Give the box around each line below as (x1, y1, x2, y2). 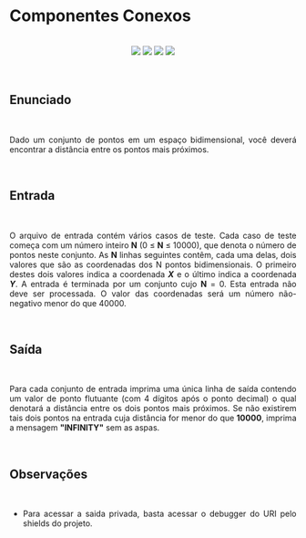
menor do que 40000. (44, 297, 127, 308)
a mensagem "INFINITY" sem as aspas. (9, 422, 160, 433)
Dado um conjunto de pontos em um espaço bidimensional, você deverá (9, 134, 297, 145)
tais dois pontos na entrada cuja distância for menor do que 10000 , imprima (9, 412, 297, 424)
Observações (9, 466, 88, 481)
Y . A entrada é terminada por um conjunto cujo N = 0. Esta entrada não (9, 278, 297, 289)
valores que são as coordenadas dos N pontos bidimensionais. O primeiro (9, 259, 297, 270)
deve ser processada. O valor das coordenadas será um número (9, 288, 275, 299)
